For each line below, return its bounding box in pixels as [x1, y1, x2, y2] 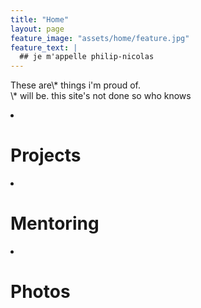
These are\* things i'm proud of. [10, 79, 142, 91]
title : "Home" [10, 14, 70, 25]
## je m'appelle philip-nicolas [19, 52, 155, 62]
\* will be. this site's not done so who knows [10, 90, 192, 102]
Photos [10, 281, 71, 303]
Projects [10, 144, 82, 167]
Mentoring [10, 212, 100, 235]
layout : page [10, 24, 65, 34]
